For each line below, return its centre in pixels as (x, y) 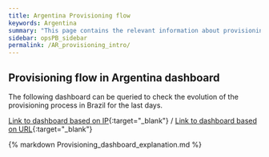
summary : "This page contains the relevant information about (114, 30)
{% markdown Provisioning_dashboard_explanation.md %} (105, 144)
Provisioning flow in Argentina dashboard (114, 78)
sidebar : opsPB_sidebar (48, 38)
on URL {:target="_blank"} (50, 129)
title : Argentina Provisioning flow (69, 16)
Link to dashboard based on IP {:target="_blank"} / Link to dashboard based (133, 120)
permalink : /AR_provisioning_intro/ (69, 45)
